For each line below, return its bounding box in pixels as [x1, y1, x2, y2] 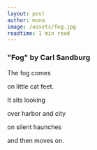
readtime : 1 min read [7, 29, 70, 37]
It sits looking [7, 96, 46, 104]
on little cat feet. [7, 82, 54, 91]
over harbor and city [7, 109, 66, 117]
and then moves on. [7, 136, 65, 144]
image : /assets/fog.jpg [7, 23, 77, 30]
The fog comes [7, 68, 51, 77]
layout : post [7, 10, 45, 17]
